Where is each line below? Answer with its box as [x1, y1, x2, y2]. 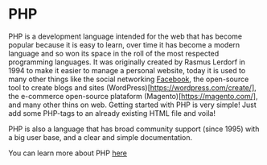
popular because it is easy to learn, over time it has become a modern [8, 39, 240, 49]
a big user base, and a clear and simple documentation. [8, 132, 193, 142]
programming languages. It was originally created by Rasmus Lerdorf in [8, 57, 245, 67]
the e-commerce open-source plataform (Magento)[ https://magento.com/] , [8, 91, 258, 101]
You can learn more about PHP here [8, 148, 127, 158]
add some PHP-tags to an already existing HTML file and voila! [8, 108, 216, 118]
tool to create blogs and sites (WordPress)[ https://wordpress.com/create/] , [8, 82, 257, 93]
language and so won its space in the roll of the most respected [8, 48, 220, 58]
